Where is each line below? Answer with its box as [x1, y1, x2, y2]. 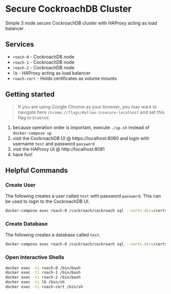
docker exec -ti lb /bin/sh [5, 280, 65, 285]
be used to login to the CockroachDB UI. [5, 198, 90, 204]
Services [5, 40, 35, 49]
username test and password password [12, 141, 95, 147]
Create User [5, 181, 36, 189]
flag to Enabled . [17, 114, 50, 120]
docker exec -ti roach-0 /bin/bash [5, 265, 81, 271]
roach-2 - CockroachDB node [12, 64, 75, 70]
